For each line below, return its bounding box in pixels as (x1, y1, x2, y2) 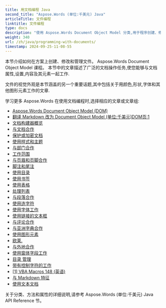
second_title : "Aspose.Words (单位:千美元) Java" (5, 12, 106, 17)
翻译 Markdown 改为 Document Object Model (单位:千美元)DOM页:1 (12, 113, 150, 119)
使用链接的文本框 (12, 212, 47, 218)
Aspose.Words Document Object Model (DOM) (12, 107, 108, 114)
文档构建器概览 (12, 120, 43, 126)
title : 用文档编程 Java (5, 7, 50, 12)
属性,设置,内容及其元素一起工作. (5, 70, 70, 77)
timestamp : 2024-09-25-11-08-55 (5, 44, 72, 49)
